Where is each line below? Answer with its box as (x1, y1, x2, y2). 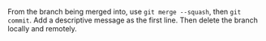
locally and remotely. (7, 24, 78, 33)
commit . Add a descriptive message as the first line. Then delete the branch (7, 15, 259, 25)
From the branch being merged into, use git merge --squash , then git (7, 7, 242, 16)
